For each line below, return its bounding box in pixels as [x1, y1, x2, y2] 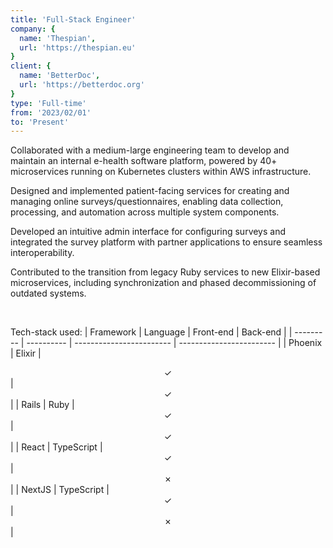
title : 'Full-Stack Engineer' [10, 14, 137, 25]
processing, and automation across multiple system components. [10, 206, 280, 218]
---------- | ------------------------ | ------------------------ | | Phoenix [26, 337, 323, 349]
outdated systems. [10, 287, 87, 300]
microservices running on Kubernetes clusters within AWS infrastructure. [10, 166, 312, 178]
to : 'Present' [10, 117, 70, 127]
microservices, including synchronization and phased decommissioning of [10, 277, 317, 289]
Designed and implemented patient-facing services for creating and [10, 185, 290, 197]
